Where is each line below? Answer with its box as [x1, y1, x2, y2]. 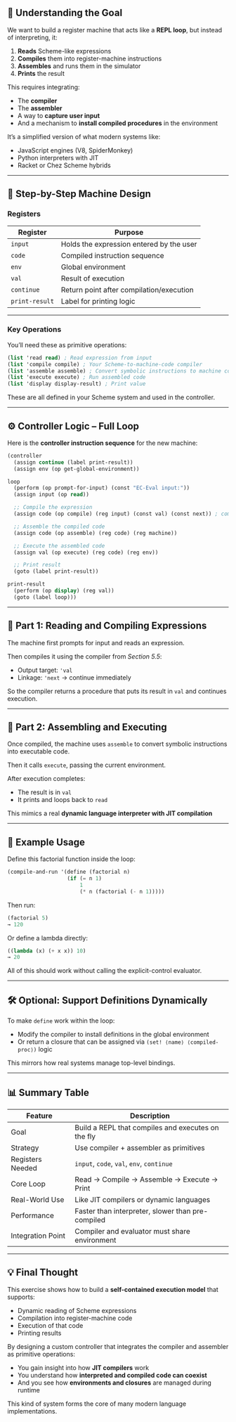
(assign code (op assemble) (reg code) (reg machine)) [13, 529, 178, 536]
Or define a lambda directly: [7, 933, 88, 942]
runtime [17, 1385, 41, 1394]
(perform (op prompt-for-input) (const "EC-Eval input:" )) [13, 484, 190, 492]
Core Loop [11, 1179, 46, 1189]
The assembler [17, 103, 63, 112]
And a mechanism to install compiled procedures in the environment [17, 119, 218, 127]
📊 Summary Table [7, 1087, 90, 1099]
